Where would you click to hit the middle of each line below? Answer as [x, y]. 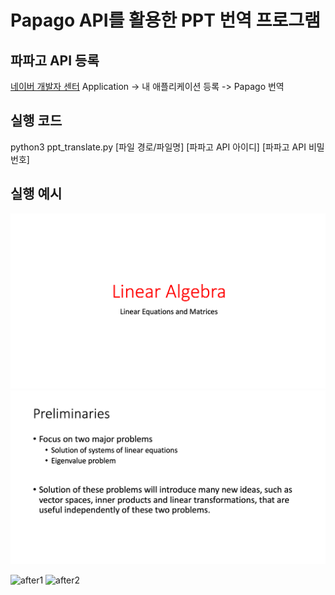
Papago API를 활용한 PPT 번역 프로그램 [165, 20]
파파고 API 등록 [55, 60]
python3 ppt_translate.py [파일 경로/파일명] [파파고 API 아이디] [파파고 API [158, 147]
